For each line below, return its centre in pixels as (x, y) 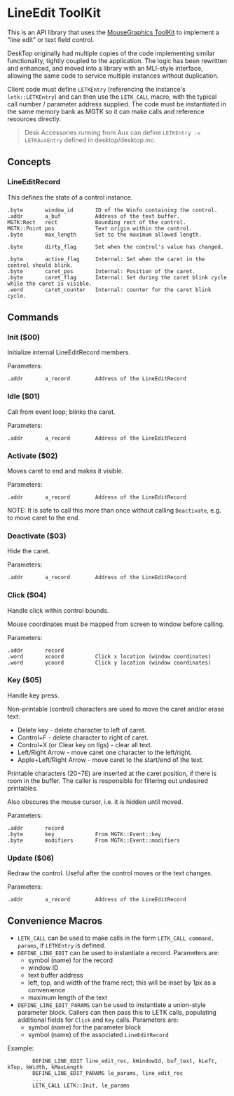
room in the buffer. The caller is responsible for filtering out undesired (108, 781)
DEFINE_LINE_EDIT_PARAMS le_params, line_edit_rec (108, 1073)
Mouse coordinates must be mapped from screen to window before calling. (116, 624)
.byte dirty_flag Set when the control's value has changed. (116, 247)
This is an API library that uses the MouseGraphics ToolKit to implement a (113, 32)
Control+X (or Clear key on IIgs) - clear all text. (85, 744)
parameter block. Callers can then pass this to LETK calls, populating (117, 1012)
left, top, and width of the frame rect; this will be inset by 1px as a (122, 983)
